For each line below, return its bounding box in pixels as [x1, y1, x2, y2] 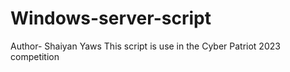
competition [10, 50, 60, 62]
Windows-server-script [10, 7, 212, 30]
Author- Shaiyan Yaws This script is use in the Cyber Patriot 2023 [10, 40, 281, 52]
